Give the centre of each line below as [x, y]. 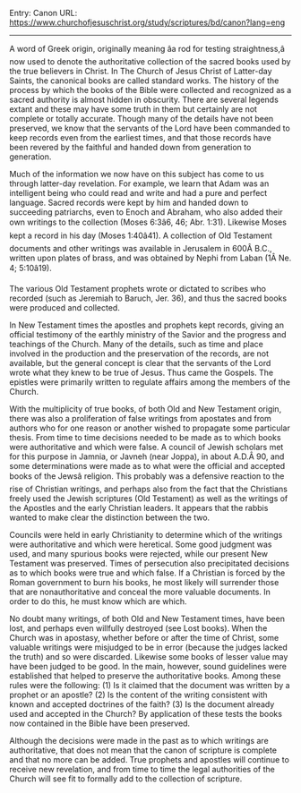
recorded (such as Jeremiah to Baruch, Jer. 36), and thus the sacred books [148, 298]
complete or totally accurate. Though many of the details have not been [142, 119]
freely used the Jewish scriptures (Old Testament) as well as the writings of [149, 499]
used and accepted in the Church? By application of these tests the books [146, 714]
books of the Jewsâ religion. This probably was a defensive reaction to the [147, 476]
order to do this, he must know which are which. [98, 601]
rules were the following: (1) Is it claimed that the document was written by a [150, 685]
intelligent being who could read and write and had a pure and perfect [138, 193]
